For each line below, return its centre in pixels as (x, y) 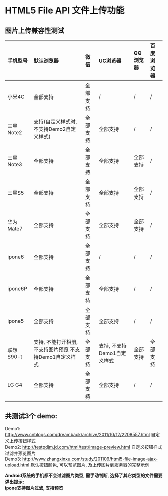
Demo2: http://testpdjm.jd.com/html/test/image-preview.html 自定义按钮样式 (84, 447)
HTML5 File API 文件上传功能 (65, 10)
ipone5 (16, 321)
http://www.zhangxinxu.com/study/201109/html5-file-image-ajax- (90, 459)
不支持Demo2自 (52, 129)
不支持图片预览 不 (54, 350)
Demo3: (13, 459)
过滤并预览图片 (20, 453)
